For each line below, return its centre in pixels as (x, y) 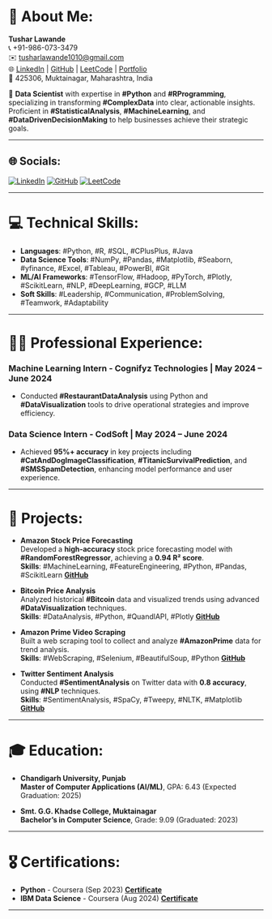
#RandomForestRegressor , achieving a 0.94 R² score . (112, 558)
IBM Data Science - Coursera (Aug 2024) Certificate (109, 899)
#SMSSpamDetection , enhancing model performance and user (126, 469)
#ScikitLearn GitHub (54, 575)
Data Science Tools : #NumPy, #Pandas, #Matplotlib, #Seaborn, (126, 260)
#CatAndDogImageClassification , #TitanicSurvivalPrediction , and (134, 461)
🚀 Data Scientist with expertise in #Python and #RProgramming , (117, 93)
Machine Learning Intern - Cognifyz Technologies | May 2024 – (135, 368)
